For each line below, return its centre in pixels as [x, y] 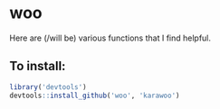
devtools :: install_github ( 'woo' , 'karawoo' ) [95, 95]
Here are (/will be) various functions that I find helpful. [110, 38]
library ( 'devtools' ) [48, 87]
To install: [38, 66]
